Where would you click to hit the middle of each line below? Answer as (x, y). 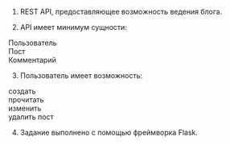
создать (22, 91)
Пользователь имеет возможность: (81, 75)
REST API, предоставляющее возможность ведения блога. (121, 12)
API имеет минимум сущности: (73, 27)
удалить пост (31, 117)
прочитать (26, 99)
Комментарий (32, 60)
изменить (25, 108)
